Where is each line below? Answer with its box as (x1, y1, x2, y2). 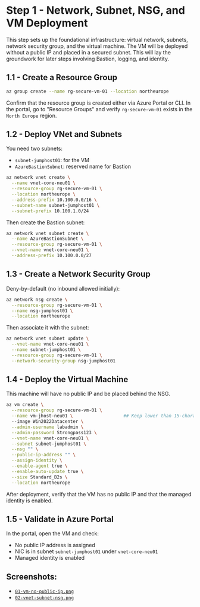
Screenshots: (6, 572, 58, 582)
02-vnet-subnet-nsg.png (14, 595, 74, 601)
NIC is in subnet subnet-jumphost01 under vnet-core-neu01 (14, 548, 158, 555)
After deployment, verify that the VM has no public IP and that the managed (6, 490, 192, 498)
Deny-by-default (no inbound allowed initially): (6, 285, 120, 292)
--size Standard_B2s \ (11, 474, 68, 480)
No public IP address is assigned (14, 542, 95, 549)
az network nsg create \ (6, 297, 68, 303)
